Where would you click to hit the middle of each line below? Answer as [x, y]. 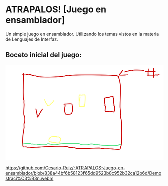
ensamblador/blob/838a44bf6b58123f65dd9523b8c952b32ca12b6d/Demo [83, 173]
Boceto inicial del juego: [44, 55]
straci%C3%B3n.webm [29, 179]
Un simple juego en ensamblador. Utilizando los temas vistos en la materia [82, 34]
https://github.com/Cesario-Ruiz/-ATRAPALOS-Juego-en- [65, 168]
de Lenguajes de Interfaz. [32, 39]
